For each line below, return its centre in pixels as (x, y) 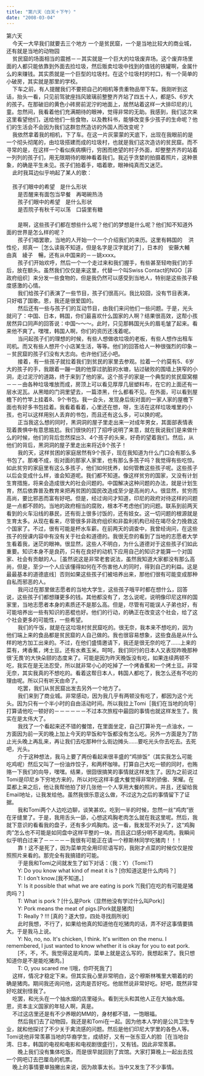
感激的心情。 (27, 285)
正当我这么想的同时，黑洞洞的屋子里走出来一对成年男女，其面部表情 (103, 422)
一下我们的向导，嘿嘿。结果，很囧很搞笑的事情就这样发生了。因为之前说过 (104, 771)
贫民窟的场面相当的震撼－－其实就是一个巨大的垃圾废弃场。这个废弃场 (100, 58)
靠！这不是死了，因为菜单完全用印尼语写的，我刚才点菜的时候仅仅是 (103, 847)
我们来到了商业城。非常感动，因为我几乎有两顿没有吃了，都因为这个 (103, 695)
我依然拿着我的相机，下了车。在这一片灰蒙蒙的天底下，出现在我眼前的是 (102, 134)
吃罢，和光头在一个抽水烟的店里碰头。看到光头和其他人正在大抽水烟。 (100, 998)
